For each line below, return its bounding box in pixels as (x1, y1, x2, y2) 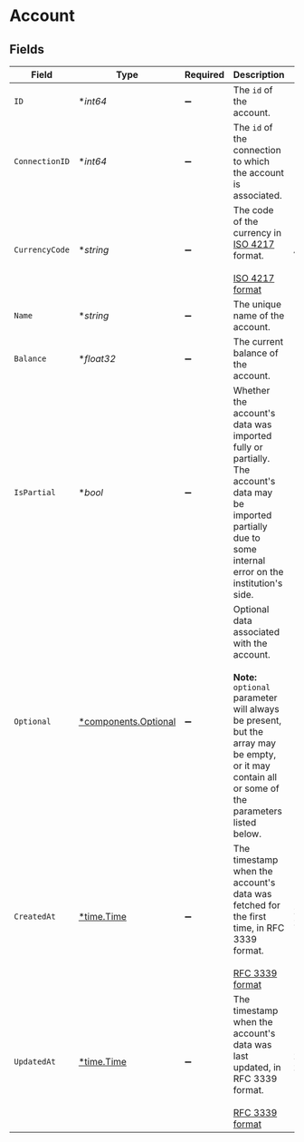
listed (233, 816, 257, 828)
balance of (233, 347, 279, 359)
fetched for (233, 899, 280, 912)
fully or (233, 441, 263, 454)
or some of (233, 782, 280, 795)
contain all (233, 771, 278, 783)
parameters (233, 805, 282, 817)
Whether (233, 385, 271, 396)
